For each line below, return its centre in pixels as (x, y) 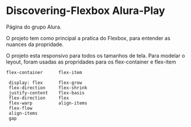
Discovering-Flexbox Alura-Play (86, 11)
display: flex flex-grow (45, 83)
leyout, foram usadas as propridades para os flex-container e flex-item (91, 62)
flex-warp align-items (48, 103)
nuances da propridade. (35, 44)
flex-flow (20, 108)
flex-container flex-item (44, 72)
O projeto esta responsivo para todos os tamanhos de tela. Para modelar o (95, 55)
